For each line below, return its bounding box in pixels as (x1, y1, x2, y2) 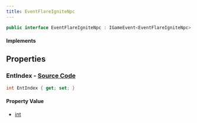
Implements (6, 37, 37, 45)
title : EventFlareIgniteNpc (6, 8, 75, 15)
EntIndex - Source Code (6, 71, 76, 80)
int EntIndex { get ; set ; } (6, 85, 75, 91)
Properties (6, 54, 46, 64)
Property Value (6, 98, 44, 105)
